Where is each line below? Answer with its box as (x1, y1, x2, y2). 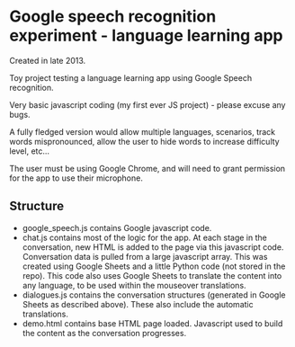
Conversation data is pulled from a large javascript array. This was (22, 251, 268, 262)
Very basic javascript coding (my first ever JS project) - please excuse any (9, 99, 286, 110)
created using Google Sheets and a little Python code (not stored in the (22, 261, 286, 271)
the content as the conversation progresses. (22, 327, 187, 338)
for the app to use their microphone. (9, 173, 144, 183)
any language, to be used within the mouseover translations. (22, 280, 246, 290)
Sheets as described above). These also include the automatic (22, 298, 254, 309)
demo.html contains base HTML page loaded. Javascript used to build (22, 317, 283, 329)
